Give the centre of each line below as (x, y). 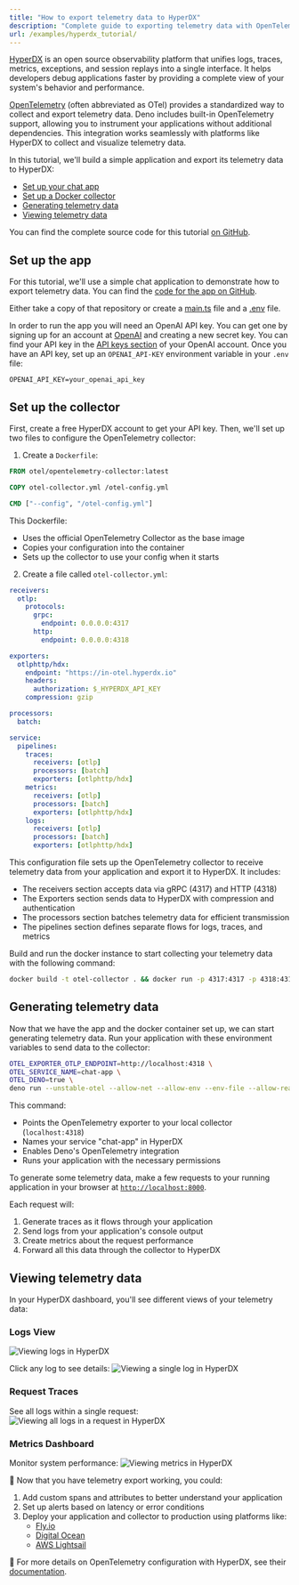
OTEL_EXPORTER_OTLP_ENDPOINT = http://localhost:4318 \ (111, 1063)
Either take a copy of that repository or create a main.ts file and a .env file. (145, 309)
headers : (41, 681)
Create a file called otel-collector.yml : (94, 574)
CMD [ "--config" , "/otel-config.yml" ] (81, 504)
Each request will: (42, 1205)
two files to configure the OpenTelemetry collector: (102, 438)
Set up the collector (65, 407)
